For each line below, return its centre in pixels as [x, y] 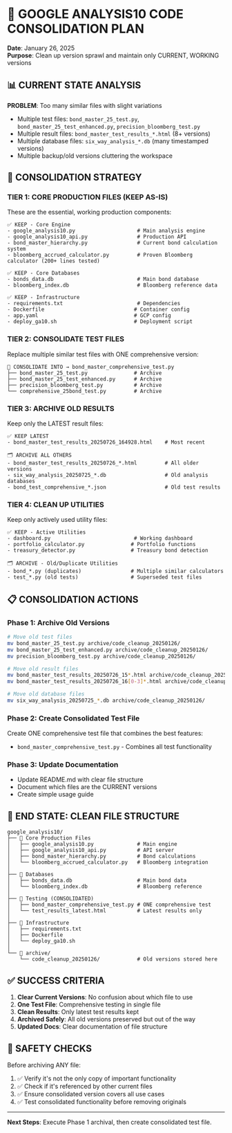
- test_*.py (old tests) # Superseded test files [105, 577]
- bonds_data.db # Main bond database [103, 280]
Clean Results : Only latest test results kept [78, 1012]
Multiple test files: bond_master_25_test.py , [78, 119]
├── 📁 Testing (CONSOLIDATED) [51, 899]
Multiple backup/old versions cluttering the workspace [95, 156]
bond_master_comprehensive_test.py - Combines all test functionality [114, 747]
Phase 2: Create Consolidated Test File [74, 718]
